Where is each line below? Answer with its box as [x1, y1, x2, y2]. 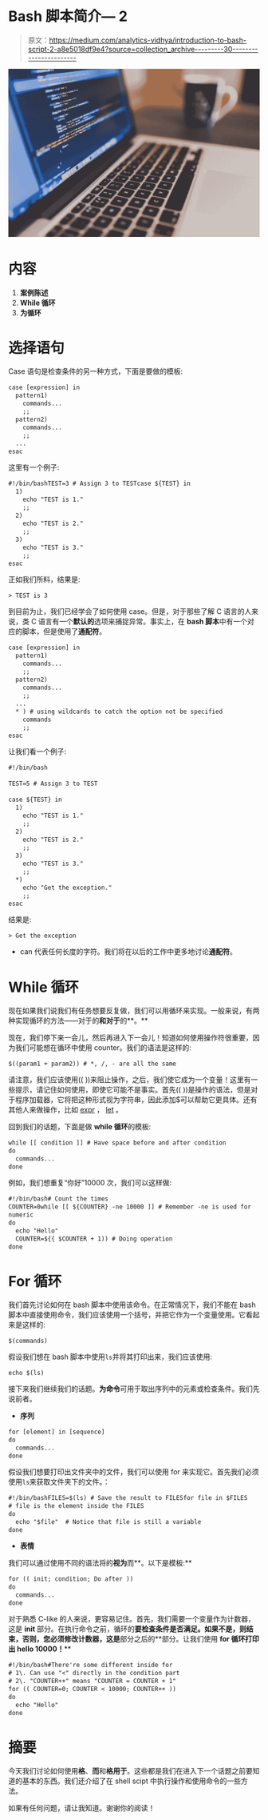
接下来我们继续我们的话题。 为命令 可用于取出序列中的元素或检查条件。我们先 [8, 1384, 260, 1393]
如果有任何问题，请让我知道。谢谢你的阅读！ [8, 1803, 156, 1813]
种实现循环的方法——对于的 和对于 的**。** [8, 1016, 149, 1025]
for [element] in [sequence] [8, 1428, 105, 1437]
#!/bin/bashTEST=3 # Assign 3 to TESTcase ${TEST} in [8, 479, 191, 488]
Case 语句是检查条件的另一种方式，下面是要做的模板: [8, 367, 183, 376]
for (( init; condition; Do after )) [8, 1575, 134, 1583]
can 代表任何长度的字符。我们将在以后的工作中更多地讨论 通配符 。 [19, 947, 238, 956]
